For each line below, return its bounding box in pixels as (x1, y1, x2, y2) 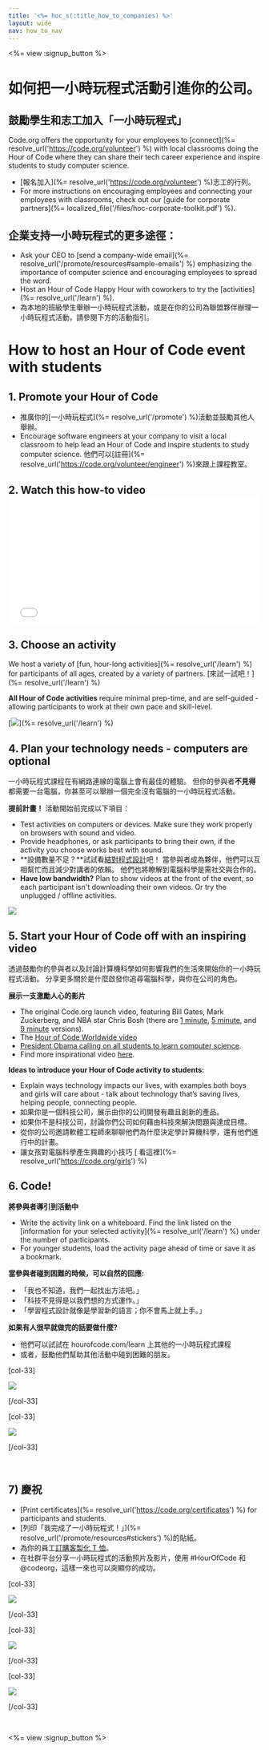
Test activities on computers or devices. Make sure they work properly (19, 819, 254, 830)
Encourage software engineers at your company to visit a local (19, 431, 227, 441)
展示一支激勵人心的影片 (8, 991, 86, 1000)
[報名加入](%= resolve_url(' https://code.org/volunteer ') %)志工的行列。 (19, 177, 255, 187)
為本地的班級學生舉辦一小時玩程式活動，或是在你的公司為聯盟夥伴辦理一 (19, 302, 259, 313)
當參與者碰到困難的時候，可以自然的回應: (8, 1268, 144, 1278)
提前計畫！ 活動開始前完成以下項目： (8, 803, 130, 814)
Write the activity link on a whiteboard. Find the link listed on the (19, 1218, 232, 1227)
